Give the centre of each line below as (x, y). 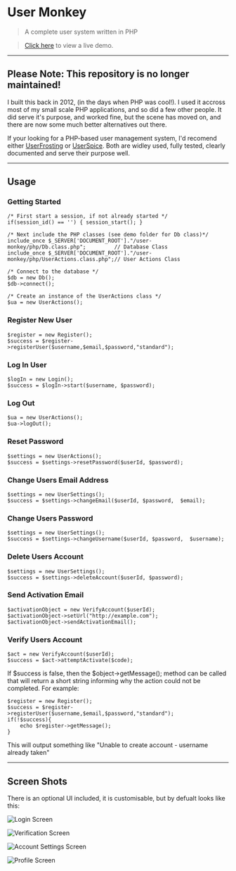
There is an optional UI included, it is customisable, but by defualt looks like (117, 798)
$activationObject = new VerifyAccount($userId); (81, 609)
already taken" (28, 753)
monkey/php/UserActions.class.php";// (64, 260)
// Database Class (141, 247)
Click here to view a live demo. (69, 45)
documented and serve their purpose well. (69, 153)
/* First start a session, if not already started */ (88, 216)
